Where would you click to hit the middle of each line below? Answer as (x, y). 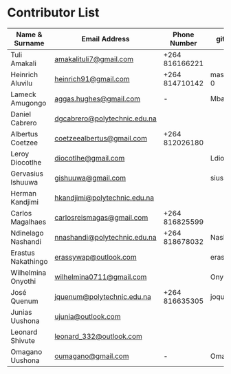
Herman (23, 193)
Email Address (106, 39)
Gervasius (27, 174)
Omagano (26, 351)
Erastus (23, 253)
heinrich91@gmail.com (92, 79)
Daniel (21, 114)
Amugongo (29, 103)
